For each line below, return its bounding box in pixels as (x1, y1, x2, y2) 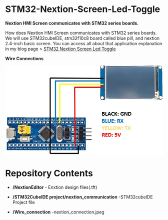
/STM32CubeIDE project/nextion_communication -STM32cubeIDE (12, 194, 153, 200)
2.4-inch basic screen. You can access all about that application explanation (5, 40, 162, 46)
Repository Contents (5, 168, 93, 179)
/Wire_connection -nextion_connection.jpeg (12, 209, 105, 215)
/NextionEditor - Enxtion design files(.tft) (12, 184, 97, 190)
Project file (12, 199, 35, 205)
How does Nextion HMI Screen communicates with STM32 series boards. (5, 30, 157, 36)
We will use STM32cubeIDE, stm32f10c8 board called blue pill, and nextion (5, 35, 160, 41)
